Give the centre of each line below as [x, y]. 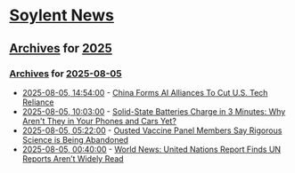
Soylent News [61, 16]
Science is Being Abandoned [75, 139]
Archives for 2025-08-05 [66, 74]
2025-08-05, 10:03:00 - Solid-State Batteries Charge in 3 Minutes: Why [154, 111]
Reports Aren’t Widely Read [73, 158]
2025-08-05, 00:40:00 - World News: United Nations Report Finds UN [152, 149]
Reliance [38, 102]
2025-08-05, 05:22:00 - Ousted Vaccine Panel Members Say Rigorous [152, 130]
